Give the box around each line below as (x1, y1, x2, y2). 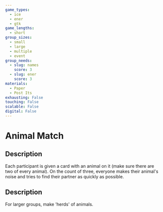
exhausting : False (5, 95, 43, 100)
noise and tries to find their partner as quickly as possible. (5, 173, 124, 179)
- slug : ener (9, 72, 37, 77)
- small (9, 40, 26, 45)
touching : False (5, 100, 39, 105)
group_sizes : (5, 35, 32, 40)
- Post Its (9, 90, 32, 95)
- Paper (9, 85, 26, 91)
